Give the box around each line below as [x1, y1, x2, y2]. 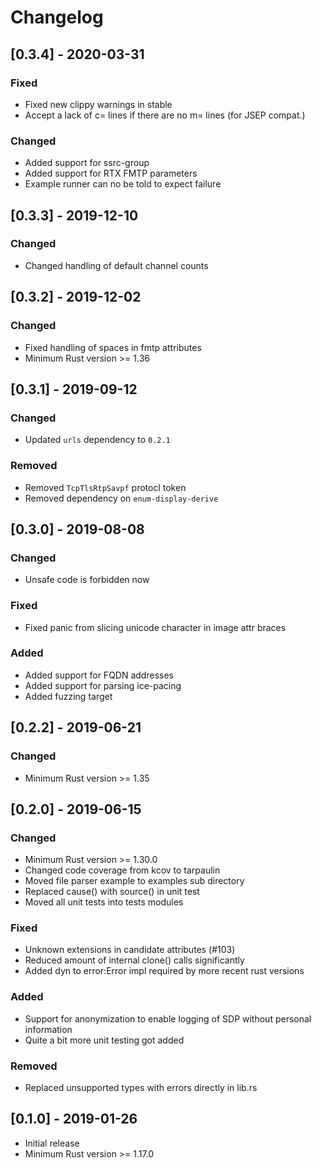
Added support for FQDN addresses [24, 669, 174, 681]
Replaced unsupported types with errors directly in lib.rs [24, 1082, 258, 1094]
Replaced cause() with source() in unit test [24, 886, 200, 898]
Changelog [10, 6, 104, 29]
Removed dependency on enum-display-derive [24, 492, 219, 504]
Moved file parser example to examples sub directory [24, 875, 245, 887]
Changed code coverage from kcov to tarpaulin [24, 864, 221, 876]
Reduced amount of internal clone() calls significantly [24, 954, 245, 966]
